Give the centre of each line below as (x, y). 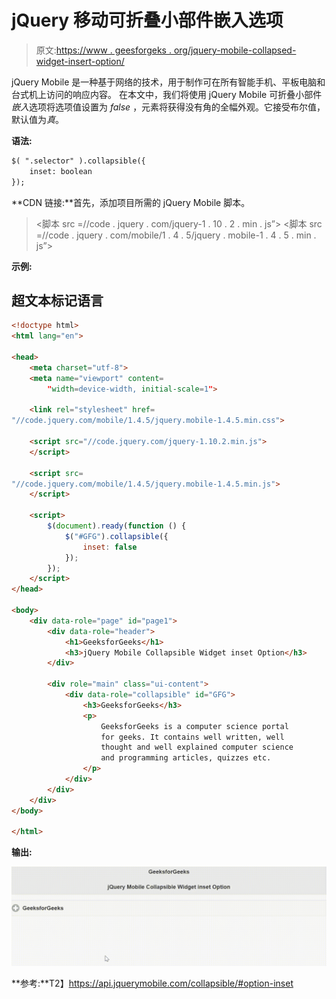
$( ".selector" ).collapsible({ (78, 161)
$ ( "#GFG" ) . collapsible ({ (116, 536)
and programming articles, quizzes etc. (186, 758)
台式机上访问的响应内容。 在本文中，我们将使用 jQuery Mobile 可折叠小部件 (167, 94)
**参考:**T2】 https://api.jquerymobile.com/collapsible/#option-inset (152, 983)
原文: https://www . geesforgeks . (103, 50)
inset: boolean (61, 171)
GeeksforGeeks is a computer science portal (194, 726)
